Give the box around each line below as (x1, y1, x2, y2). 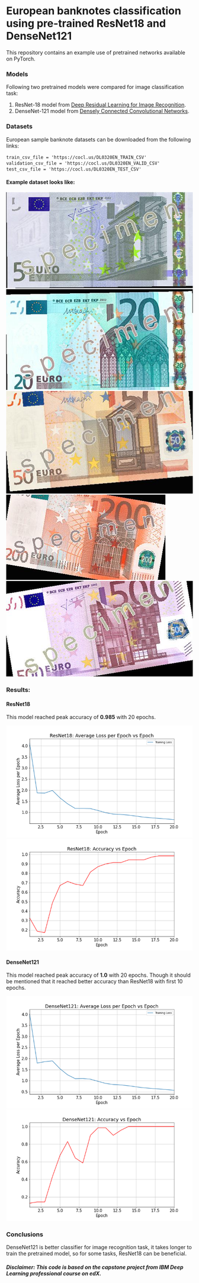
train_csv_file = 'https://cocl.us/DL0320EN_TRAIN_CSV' (6, 154, 147, 161)
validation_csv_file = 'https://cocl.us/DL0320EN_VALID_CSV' (6, 160, 161, 166)
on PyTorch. (6, 55, 36, 62)
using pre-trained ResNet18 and (6, 17, 166, 30)
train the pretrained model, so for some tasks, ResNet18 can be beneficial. (6, 1250, 187, 1257)
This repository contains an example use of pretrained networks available (6, 49, 185, 56)
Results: (6, 685, 31, 694)
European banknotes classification (6, 4, 182, 18)
